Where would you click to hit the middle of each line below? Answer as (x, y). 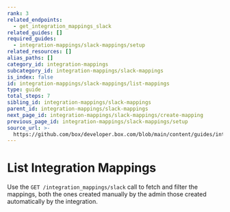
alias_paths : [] (30, 58)
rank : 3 (18, 13)
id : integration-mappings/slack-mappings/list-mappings (88, 83)
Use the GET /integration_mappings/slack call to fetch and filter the (103, 187)
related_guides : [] (35, 32)
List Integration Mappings (82, 168)
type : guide (24, 90)
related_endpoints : (35, 20)
